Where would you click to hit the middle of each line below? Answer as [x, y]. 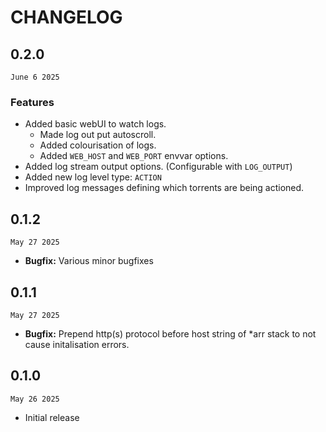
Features [32, 102]
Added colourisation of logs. [98, 145]
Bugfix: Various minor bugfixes [89, 261]
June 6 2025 [35, 77]
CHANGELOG [66, 17]
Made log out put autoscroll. [98, 135]
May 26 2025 [35, 399]
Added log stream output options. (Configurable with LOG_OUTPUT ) [158, 167]
